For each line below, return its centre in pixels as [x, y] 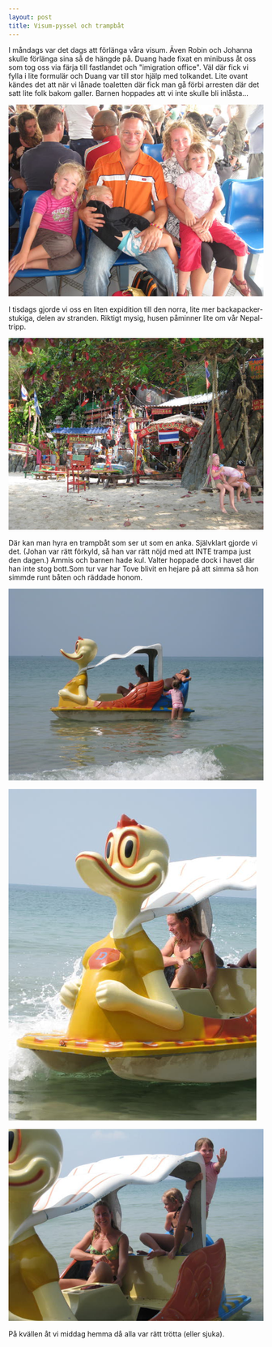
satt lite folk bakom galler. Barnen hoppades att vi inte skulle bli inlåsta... [128, 93]
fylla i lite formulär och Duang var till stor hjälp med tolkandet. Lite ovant [128, 76]
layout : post [30, 17]
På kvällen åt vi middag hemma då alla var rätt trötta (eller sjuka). [117, 1334]
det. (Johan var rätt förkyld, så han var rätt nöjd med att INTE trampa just [130, 551]
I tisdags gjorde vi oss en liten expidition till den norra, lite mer [112, 309]
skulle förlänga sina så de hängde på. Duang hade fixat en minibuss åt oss [132, 58]
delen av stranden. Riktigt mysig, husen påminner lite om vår [137, 317]
